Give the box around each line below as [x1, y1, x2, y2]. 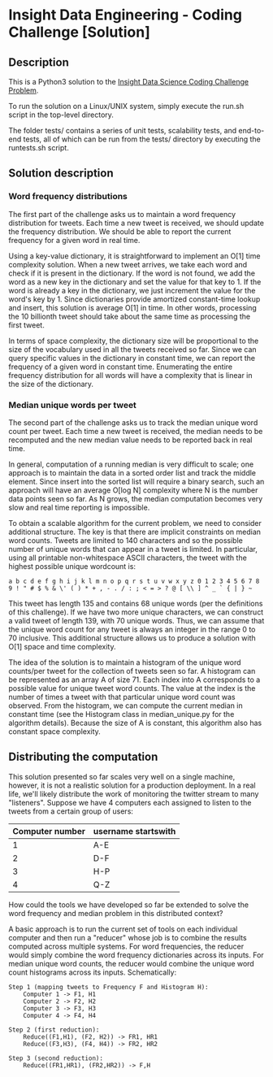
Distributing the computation [8, 750, 158, 764]
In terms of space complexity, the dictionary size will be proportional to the [8, 336, 259, 345]
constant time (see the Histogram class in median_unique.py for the [8, 709, 235, 719]
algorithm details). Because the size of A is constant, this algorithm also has [8, 718, 262, 727]
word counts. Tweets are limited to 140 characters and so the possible [8, 535, 244, 545]
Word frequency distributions [8, 191, 128, 202]
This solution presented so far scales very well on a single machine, [8, 771, 236, 781]
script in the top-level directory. [8, 110, 114, 119]
